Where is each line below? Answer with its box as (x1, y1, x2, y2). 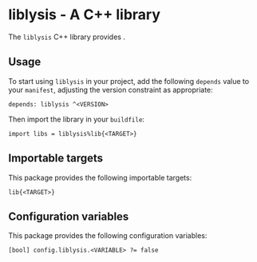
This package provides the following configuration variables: (8, 231, 208, 240)
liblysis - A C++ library (8, 6, 161, 24)
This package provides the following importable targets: (8, 173, 192, 182)
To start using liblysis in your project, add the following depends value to (8, 76, 250, 85)
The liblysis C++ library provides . (8, 32, 126, 42)
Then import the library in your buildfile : (8, 114, 145, 124)
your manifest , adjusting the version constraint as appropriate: (8, 85, 213, 94)
